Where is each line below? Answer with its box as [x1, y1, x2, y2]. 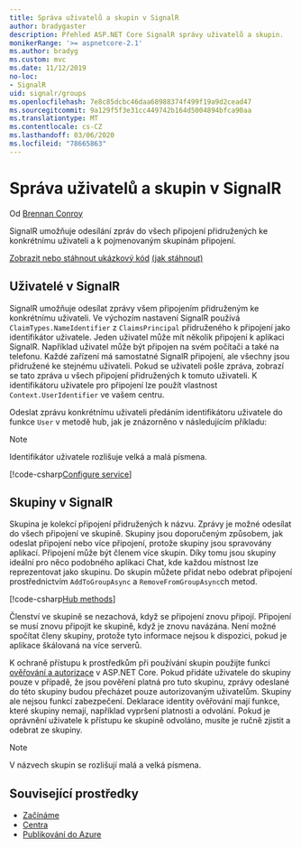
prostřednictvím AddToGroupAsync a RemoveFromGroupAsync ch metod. [9, 576, 259, 587]
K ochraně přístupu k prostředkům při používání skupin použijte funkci [9, 657, 270, 668]
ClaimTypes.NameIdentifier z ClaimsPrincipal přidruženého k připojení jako [9, 321, 291, 332]
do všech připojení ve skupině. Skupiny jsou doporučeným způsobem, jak [9, 528, 284, 539]
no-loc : [9, 72, 39, 81]
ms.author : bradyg [9, 47, 78, 56]
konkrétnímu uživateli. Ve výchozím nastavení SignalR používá [9, 312, 241, 323]
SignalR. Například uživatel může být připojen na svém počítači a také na [9, 340, 279, 352]
